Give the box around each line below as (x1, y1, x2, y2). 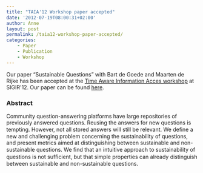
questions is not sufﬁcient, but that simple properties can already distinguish (6, 153, 198, 160)
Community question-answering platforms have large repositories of (6, 112, 178, 120)
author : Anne (6, 20, 39, 26)
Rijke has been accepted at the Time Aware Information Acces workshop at (6, 77, 195, 84)
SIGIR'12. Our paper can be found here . (6, 83, 104, 91)
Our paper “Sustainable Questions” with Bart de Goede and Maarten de (6, 70, 185, 78)
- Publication (17, 49, 53, 55)
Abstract (6, 98, 33, 107)
